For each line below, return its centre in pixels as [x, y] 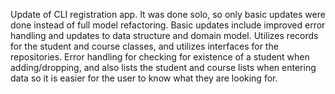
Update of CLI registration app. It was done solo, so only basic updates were [168, 14]
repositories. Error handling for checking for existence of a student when [160, 57]
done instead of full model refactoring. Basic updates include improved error [168, 25]
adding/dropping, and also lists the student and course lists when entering [163, 67]
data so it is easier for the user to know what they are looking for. [144, 78]
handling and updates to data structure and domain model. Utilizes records [164, 35]
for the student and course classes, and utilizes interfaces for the [144, 46]
